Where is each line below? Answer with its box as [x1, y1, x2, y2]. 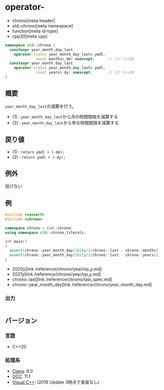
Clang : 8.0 [12, 368, 33, 374]
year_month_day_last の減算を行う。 [5, 103, 77, 109]
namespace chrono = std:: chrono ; [5, 226, 73, 230]
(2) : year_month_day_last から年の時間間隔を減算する [12, 119, 119, 126]
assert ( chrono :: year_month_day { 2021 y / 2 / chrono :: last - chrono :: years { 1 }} [9, 252, 163, 258]
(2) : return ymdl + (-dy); [12, 154, 66, 160]
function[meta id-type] [12, 28, 58, 34]
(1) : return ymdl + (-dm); [12, 149, 65, 155]
